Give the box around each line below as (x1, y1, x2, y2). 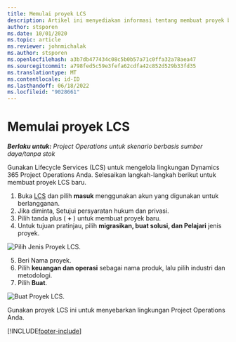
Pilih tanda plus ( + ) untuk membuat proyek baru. (17, 214, 162, 223)
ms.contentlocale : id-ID (7, 75, 80, 83)
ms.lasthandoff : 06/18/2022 (7, 82, 90, 89)
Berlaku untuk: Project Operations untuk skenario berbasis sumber (7, 142, 203, 151)
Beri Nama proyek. (17, 256, 72, 265)
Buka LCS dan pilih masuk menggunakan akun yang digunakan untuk (17, 192, 219, 200)
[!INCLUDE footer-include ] (7, 327, 82, 336)
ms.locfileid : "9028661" (7, 88, 80, 96)
